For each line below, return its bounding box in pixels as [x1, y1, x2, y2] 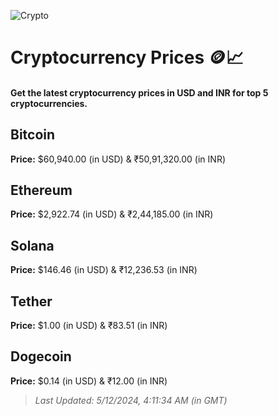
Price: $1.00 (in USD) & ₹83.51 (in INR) [10, 320, 168, 332]
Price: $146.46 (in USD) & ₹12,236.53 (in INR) [10, 264, 198, 276]
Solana [10, 237, 55, 254]
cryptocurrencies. [10, 97, 88, 109]
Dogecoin [10, 348, 72, 365]
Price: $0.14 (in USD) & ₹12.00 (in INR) [10, 375, 168, 387]
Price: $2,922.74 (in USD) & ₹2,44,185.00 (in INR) [10, 208, 214, 220]
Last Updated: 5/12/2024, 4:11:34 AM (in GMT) [34, 394, 228, 406]
